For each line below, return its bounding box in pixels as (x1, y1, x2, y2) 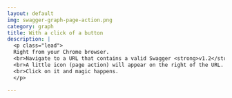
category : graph (7, 23, 54, 30)
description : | (7, 36, 51, 43)
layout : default (7, 10, 54, 17)
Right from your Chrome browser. (13, 49, 110, 56)
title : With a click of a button (7, 29, 104, 37)
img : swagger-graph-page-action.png (7, 17, 113, 23)
